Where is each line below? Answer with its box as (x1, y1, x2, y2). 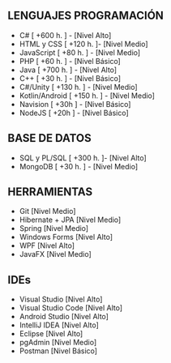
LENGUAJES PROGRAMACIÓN (7, 9, 164, 23)
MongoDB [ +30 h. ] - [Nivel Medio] (19, 161, 139, 171)
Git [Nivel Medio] (19, 207, 76, 216)
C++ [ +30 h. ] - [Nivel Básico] (19, 73, 121, 83)
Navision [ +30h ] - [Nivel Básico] (19, 99, 131, 109)
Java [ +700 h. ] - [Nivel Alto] (19, 65, 118, 75)
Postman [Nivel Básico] (19, 346, 98, 356)
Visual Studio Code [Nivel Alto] (19, 303, 123, 313)
